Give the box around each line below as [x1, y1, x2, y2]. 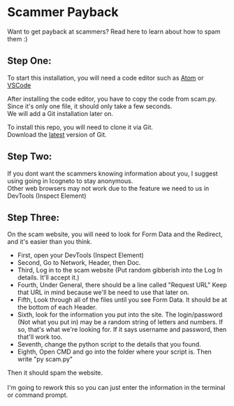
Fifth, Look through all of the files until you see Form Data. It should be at [17, 296, 227, 304]
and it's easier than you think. [7, 238, 92, 246]
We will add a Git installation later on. [7, 109, 114, 117]
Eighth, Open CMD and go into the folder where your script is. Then [17, 347, 212, 356]
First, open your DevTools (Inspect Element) [17, 251, 145, 259]
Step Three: [7, 211, 60, 224]
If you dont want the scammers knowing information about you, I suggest [7, 169, 218, 177]
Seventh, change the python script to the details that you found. [17, 340, 201, 349]
